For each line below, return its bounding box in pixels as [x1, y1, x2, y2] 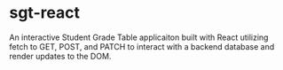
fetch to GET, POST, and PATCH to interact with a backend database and [9, 41, 275, 51]
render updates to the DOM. [9, 51, 112, 61]
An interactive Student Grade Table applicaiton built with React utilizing [9, 32, 269, 43]
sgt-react [9, 3, 80, 23]
